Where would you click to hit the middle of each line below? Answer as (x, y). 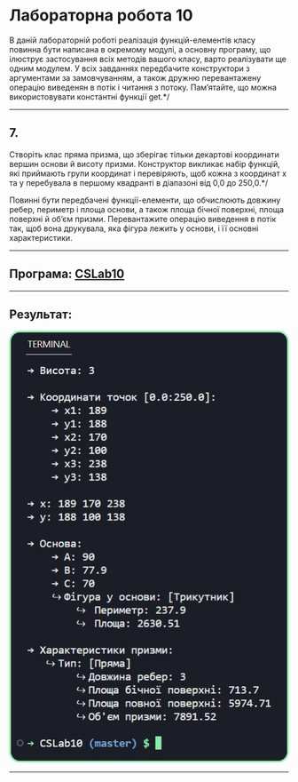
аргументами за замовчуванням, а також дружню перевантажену (135, 77)
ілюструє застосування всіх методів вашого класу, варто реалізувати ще (148, 59)
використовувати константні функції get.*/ (90, 96)
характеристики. (41, 237)
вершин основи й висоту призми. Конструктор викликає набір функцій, (145, 164)
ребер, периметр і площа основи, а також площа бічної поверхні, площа (147, 209)
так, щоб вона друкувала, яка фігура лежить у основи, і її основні (134, 228)
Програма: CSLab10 (67, 274)
